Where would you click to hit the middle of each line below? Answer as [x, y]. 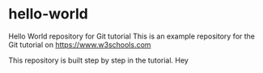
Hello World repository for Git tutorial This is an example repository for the [132, 36]
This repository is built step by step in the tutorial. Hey [98, 60]
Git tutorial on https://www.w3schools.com [80, 44]
